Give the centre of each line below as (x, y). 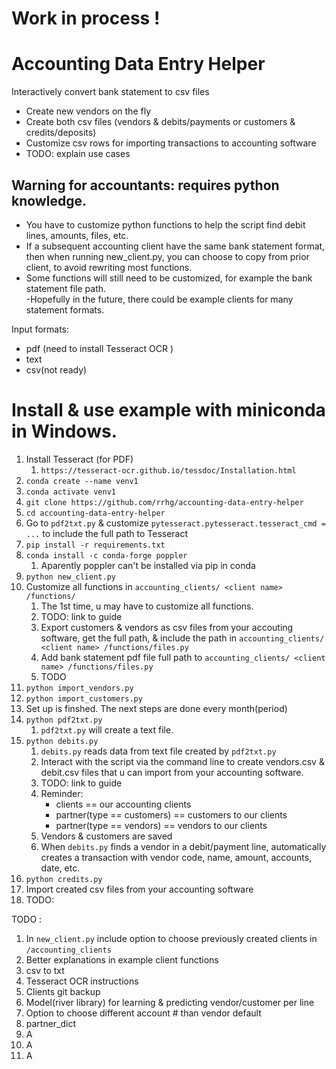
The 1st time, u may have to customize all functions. (147, 606)
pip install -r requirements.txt (95, 545)
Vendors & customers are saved (106, 836)
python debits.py (62, 741)
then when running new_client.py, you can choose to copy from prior (167, 256)
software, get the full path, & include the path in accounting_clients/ (182, 638)
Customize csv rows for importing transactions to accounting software (171, 143)
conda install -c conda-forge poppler (106, 555)
